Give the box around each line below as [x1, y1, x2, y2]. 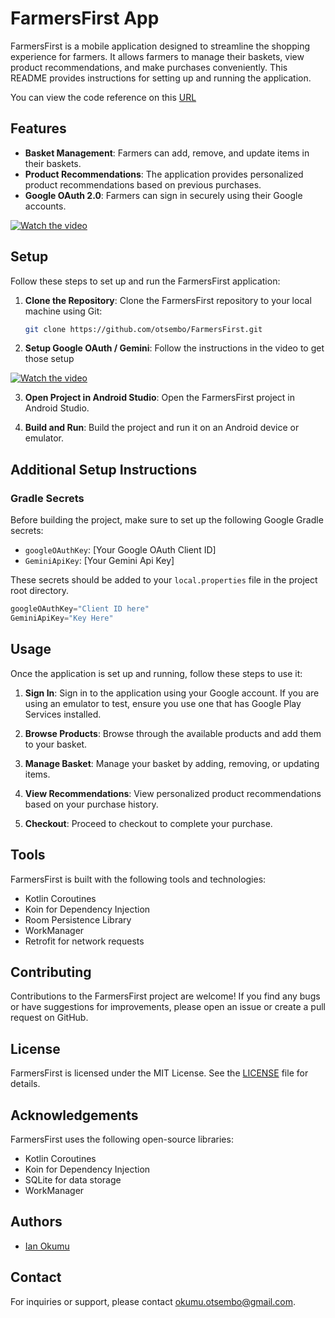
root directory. [10, 585, 70, 597]
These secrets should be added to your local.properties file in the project [10, 574, 318, 586]
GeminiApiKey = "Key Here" [10, 613, 114, 623]
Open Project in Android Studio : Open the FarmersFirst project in [24, 392, 296, 404]
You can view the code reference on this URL [10, 91, 197, 103]
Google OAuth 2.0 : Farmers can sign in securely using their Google [24, 189, 303, 201]
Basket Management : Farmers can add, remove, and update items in [24, 147, 310, 159]
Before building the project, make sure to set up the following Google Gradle [10, 514, 324, 526]
